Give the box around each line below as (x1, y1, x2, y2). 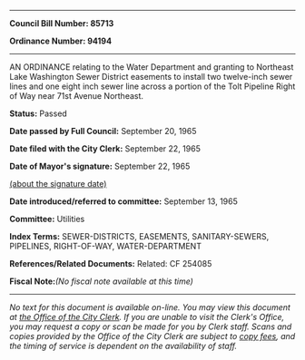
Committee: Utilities (9, 214, 85, 224)
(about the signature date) (9, 179, 107, 189)
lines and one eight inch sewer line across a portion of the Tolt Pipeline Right (9, 81, 296, 92)
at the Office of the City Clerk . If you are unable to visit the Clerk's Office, (9, 312, 285, 322)
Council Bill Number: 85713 (9, 18, 114, 28)
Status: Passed (9, 108, 68, 119)
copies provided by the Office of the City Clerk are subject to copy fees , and (9, 331, 296, 341)
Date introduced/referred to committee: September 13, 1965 (9, 196, 239, 207)
